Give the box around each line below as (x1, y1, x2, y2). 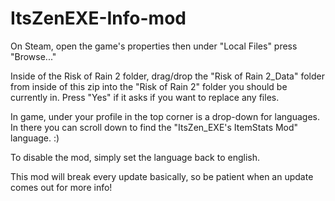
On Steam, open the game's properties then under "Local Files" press (10, 40, 298, 52)
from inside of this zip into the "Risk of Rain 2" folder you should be (10, 80, 288, 92)
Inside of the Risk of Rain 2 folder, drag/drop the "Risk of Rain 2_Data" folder (10, 70, 325, 82)
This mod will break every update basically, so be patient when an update (10, 170, 314, 182)
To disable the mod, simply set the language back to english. (10, 151, 261, 163)
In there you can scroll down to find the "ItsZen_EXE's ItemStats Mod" (10, 121, 299, 133)
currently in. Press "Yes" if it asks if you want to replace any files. (10, 91, 280, 103)
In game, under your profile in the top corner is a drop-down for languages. (10, 110, 320, 122)
